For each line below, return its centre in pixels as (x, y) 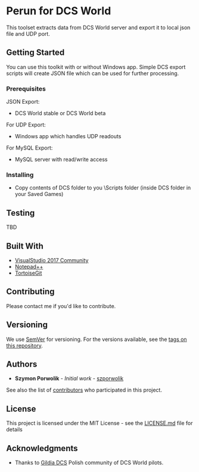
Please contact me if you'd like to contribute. (61, 306)
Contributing (30, 292)
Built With (25, 246)
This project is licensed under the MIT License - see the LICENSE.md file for (99, 423)
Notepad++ (29, 266)
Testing (21, 213)
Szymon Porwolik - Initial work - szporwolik (69, 378)
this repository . (25, 345)
